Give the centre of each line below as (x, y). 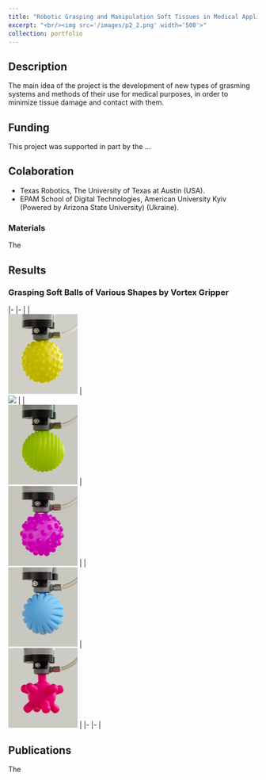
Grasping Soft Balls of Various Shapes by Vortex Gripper (119, 292)
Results (27, 270)
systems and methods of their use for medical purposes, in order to (118, 94)
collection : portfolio (46, 33)
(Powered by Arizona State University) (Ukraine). (99, 207)
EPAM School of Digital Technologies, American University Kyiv (123, 199)
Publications (40, 750)
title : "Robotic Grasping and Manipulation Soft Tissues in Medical (123, 17)
